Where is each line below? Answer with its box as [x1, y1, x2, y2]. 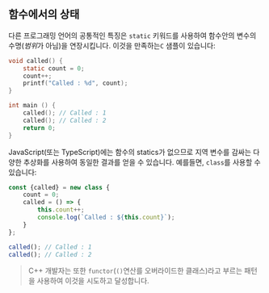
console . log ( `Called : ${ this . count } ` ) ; [37, 213, 175, 222]
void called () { [8, 57, 63, 65]
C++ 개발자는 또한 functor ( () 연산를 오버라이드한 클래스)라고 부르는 [27, 266, 243, 276]
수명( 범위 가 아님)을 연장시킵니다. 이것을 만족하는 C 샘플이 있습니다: [8, 40, 216, 50]
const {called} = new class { [8, 183, 111, 191]
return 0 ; [23, 123, 57, 132]
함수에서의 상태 [8, 7, 80, 22]
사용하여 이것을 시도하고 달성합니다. [36, 276, 149, 286]
